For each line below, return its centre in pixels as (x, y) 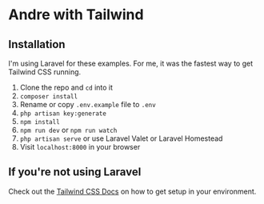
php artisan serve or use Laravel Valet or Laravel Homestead (121, 138)
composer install (49, 97)
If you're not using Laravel (75, 172)
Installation (37, 44)
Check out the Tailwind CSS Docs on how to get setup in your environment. (132, 191)
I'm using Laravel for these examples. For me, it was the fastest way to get (131, 63)
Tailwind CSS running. (45, 72)
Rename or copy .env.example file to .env (88, 104)
